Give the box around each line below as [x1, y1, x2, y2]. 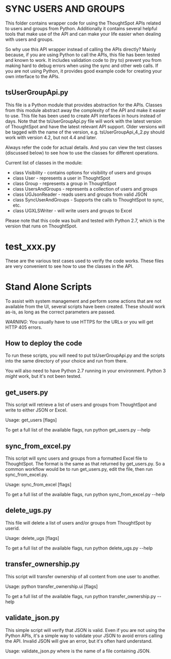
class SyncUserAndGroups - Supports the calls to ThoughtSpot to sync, [12, 196, 164, 202]
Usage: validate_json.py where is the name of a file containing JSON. [5, 648, 151, 654]
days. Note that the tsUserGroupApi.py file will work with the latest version [5, 118, 162, 124]
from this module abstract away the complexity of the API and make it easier [5, 107, 166, 113]
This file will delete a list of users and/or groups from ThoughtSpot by [5, 519, 152, 526]
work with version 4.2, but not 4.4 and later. [5, 134, 97, 141]
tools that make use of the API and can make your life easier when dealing [5, 31, 161, 37]
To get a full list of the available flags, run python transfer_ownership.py [5, 593, 156, 599]
